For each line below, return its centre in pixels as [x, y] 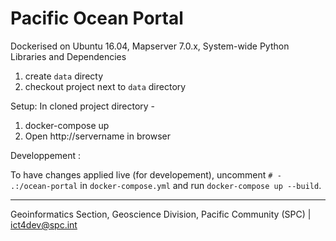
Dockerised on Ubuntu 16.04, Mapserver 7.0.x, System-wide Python [150, 46]
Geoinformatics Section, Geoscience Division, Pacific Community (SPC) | [161, 214]
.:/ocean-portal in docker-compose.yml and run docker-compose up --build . [166, 185]
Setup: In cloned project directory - [83, 106]
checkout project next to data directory [105, 86]
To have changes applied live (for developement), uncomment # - [146, 174]
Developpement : [46, 155]
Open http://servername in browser [97, 136]
